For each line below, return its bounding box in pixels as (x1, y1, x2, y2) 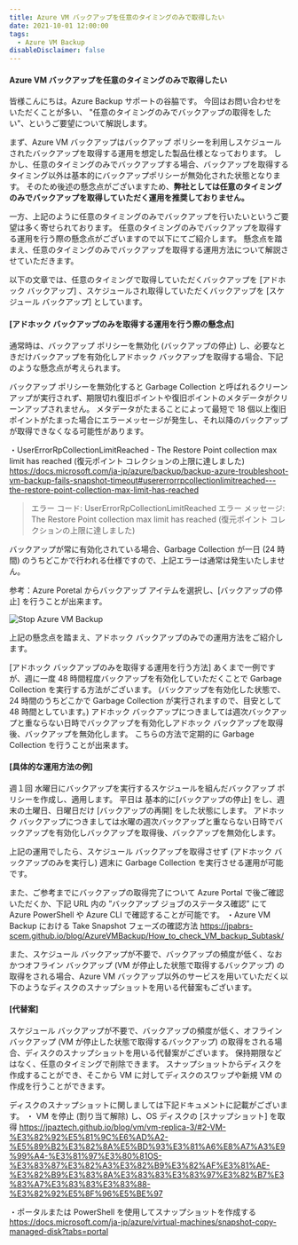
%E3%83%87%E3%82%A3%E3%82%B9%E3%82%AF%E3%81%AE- (9, 1160, 271, 1170)
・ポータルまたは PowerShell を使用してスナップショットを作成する (9, 1206, 257, 1217)
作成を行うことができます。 (9, 1080, 110, 1091)
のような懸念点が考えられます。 (9, 362, 126, 373)
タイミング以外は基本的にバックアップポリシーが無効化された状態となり (9, 170, 273, 181)
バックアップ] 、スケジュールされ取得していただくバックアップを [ (26, 286, 270, 296)
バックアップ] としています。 (41, 296, 148, 307)
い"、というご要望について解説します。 (9, 118, 153, 129)
